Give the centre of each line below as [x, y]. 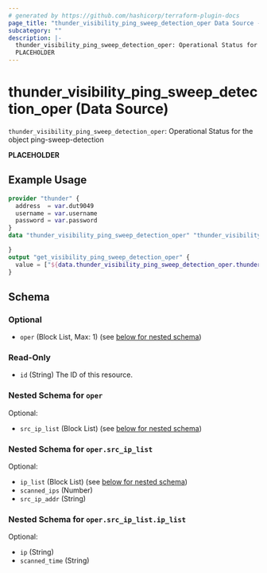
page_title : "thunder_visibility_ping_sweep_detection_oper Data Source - [135, 23]
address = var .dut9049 [54, 206]
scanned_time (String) [54, 561]
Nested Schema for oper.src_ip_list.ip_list [97, 519]
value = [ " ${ [37, 265]
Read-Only [30, 358]
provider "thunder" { [44, 198]
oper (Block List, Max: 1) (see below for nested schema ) [110, 337]
